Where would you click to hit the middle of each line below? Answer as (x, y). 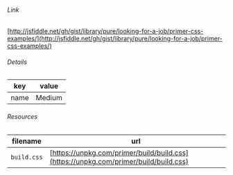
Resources (23, 117)
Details (17, 62)
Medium (49, 98)
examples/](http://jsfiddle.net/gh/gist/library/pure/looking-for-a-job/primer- (115, 39)
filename (26, 141)
